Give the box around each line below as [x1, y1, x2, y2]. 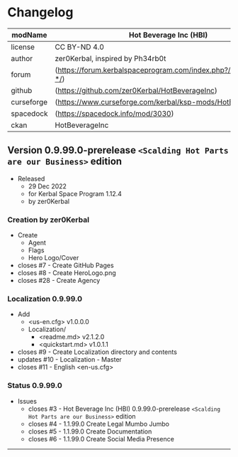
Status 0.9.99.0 [7, 381, 62, 391]
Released [17, 174, 45, 183]
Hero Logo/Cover [28, 254, 79, 262]
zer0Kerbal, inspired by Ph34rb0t [55, 53, 166, 63]
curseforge [11, 97, 48, 107]
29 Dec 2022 [28, 182, 67, 190]
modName [11, 30, 47, 40]
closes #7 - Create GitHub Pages [17, 261, 115, 270]
